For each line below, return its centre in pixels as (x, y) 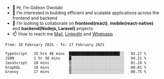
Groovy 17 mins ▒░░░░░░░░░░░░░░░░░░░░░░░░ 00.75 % (76, 72)
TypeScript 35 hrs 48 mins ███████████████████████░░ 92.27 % (76, 53)
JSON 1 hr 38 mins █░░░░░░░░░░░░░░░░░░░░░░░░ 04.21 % (76, 58)
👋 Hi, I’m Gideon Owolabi (37, 8)
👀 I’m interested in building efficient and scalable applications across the (86, 13)
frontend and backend (35, 18)
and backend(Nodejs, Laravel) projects (53, 28)
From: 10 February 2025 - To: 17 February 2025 (55, 45)
